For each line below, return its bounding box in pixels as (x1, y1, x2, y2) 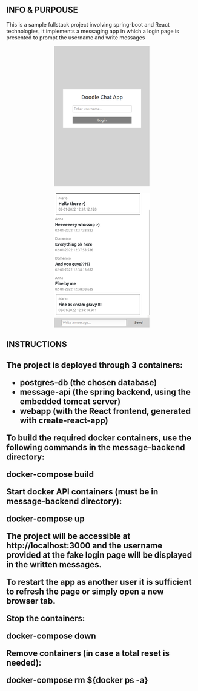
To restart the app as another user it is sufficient (6, 576, 192, 587)
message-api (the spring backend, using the (19, 386, 191, 397)
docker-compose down (6, 630, 96, 641)
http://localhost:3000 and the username (6, 540, 163, 551)
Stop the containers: (6, 613, 85, 624)
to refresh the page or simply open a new (6, 586, 165, 596)
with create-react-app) (19, 415, 108, 425)
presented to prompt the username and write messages (6, 33, 145, 41)
